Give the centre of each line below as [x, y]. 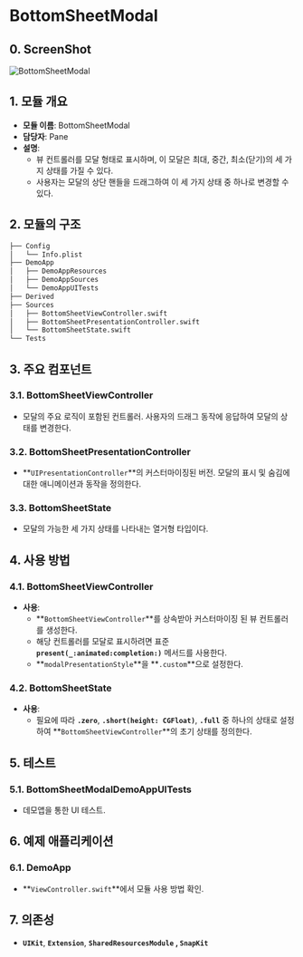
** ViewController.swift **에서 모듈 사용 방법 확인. [113, 888]
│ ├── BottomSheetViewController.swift [89, 314]
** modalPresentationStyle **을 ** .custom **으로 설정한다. [140, 664]
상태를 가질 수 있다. [80, 170]
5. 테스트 [33, 763]
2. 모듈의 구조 [45, 224]
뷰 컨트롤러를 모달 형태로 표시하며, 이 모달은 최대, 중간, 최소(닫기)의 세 [159, 159]
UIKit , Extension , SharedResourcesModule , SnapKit [115, 942]
